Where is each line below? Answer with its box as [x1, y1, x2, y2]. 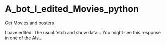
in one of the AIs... [5, 35, 43, 41]
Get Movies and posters [5, 20, 54, 26]
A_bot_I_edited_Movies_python [5, 3, 139, 15]
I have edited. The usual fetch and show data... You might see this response [5, 29, 161, 35]
